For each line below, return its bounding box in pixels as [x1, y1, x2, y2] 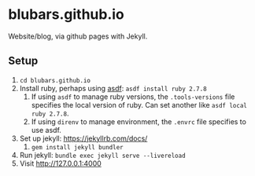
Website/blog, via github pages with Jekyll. [8, 31, 148, 41]
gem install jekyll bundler [31, 143, 124, 151]
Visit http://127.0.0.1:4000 [19, 159, 102, 168]
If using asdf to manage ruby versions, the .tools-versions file [31, 92, 235, 101]
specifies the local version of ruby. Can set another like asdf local [31, 100, 248, 109]
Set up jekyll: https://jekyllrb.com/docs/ [19, 134, 148, 143]
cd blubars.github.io [19, 76, 91, 84]
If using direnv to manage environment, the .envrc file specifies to [31, 116, 246, 126]
